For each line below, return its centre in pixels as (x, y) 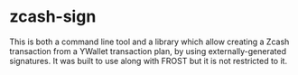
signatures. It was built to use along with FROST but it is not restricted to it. (148, 61)
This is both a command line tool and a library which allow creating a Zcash (149, 42)
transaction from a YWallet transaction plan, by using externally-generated (148, 51)
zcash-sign (53, 17)
